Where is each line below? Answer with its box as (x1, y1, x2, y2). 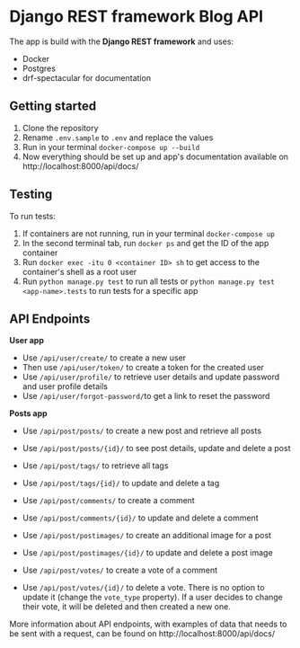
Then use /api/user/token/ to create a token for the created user (22, 362, 265, 373)
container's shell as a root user (22, 266, 137, 277)
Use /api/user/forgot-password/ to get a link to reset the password (22, 391, 270, 402)
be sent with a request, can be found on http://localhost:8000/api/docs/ (9, 628, 276, 639)
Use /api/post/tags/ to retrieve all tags (22, 460, 169, 471)
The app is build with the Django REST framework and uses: (9, 36, 234, 47)
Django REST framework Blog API (9, 6, 263, 27)
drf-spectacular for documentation (22, 72, 151, 83)
